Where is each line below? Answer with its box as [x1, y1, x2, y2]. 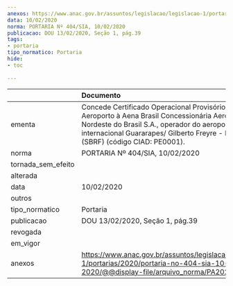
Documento [81, 90, 121, 100]
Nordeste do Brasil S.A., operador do [81, 119, 201, 129]
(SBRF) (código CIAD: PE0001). [81, 137, 185, 146]
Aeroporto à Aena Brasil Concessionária [81, 110, 212, 120]
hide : [7, 56, 23, 62]
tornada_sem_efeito [10, 159, 75, 169]
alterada [10, 171, 38, 180]
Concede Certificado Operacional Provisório [81, 102, 226, 112]
